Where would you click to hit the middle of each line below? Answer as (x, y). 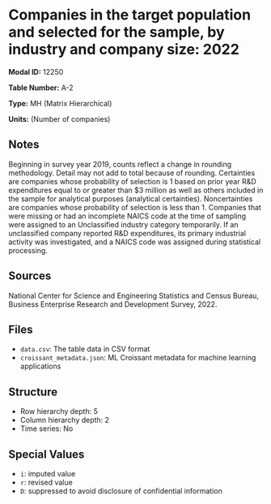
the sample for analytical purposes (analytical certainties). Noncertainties (131, 198)
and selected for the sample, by (116, 32)
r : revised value (46, 482)
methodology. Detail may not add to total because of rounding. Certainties (132, 173)
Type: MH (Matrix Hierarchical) (60, 103)
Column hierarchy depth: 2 (65, 420)
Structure (33, 392)
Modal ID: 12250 (36, 71)
